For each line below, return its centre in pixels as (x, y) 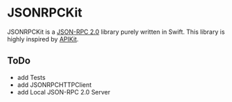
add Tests (32, 77)
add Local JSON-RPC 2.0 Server (64, 92)
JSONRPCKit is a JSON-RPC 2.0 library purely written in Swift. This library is (116, 32)
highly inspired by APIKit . (43, 39)
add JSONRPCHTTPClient (54, 85)
